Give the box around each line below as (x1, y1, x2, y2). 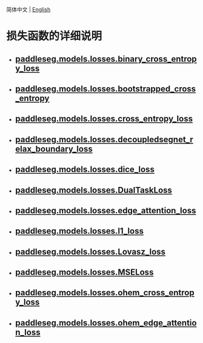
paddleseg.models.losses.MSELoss (15, 267, 154, 278)
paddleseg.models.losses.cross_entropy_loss (15, 114, 193, 124)
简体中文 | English (6, 6, 51, 13)
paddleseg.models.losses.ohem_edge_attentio (15, 318, 197, 328)
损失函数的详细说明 (6, 30, 102, 43)
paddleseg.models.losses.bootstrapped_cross (15, 83, 196, 94)
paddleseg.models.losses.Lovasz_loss (15, 246, 165, 256)
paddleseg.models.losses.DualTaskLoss (15, 185, 173, 195)
